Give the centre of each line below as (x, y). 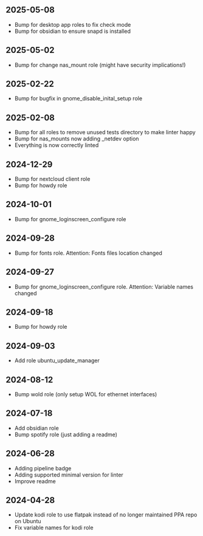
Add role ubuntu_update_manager (57, 360)
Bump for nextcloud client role (52, 179)
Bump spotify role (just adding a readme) (66, 435)
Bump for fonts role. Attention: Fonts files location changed (88, 253)
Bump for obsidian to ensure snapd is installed (73, 31)
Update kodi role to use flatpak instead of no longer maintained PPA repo (106, 515)
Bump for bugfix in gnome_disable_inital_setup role (78, 98)
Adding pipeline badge (43, 468)
